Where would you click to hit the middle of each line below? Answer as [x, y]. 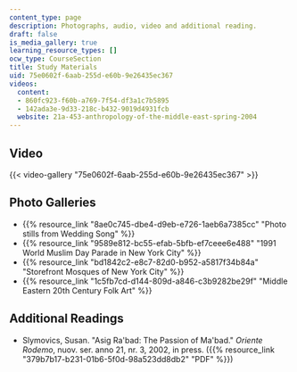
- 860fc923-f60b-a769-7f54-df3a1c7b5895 [93, 100]
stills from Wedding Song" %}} [78, 234]
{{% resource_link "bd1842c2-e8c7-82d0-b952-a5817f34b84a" [140, 262]
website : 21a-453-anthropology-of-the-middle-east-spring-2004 [137, 117]
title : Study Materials [54, 68]
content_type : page [45, 17]
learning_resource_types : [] [63, 51]
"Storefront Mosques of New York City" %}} [103, 271]
